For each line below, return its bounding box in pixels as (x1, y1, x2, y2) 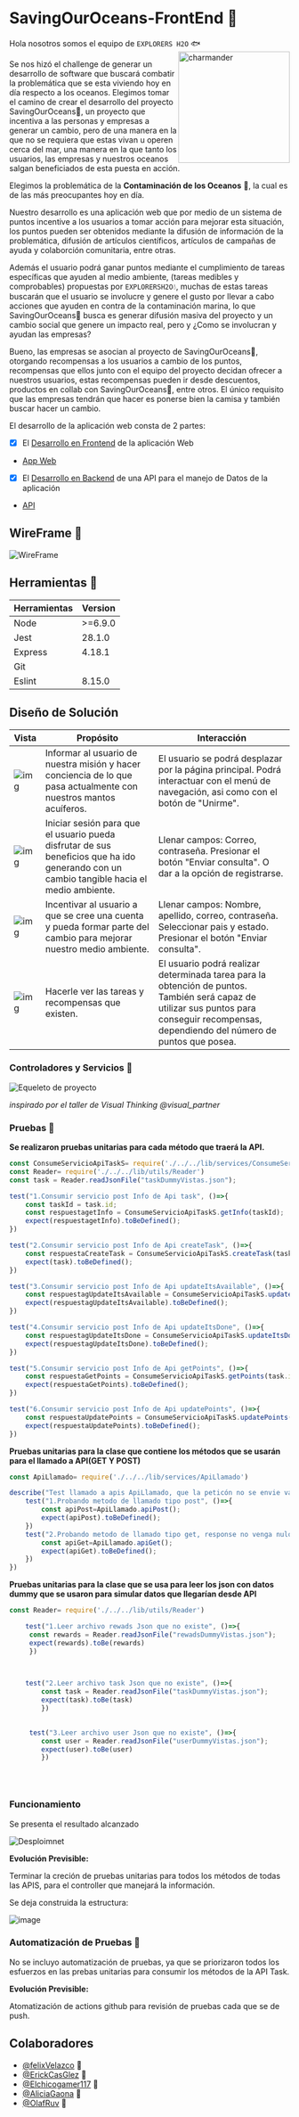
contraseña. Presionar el (158, 844, 261, 857)
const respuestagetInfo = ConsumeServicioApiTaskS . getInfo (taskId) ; (25, 1208, 285, 1218)
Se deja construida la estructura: (9, 1897, 129, 1908)
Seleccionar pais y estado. (158, 920, 269, 932)
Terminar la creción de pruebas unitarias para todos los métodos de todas (9, 1870, 281, 1881)
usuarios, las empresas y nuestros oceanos (9, 153, 169, 164)
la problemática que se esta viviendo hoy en (9, 78, 172, 88)
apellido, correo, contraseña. (158, 909, 279, 922)
